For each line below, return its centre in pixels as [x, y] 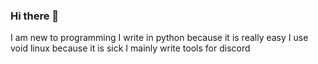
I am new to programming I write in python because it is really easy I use [159, 38]
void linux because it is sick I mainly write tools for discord [130, 48]
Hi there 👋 [35, 16]
